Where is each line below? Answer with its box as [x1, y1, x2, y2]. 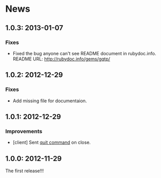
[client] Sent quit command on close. [12, 139, 91, 146]
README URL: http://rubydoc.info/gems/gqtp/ [12, 56, 110, 62]
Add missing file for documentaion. [12, 98, 87, 104]
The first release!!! [5, 168, 44, 174]
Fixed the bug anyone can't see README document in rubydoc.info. [12, 50, 156, 56]
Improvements [5, 127, 43, 135]
